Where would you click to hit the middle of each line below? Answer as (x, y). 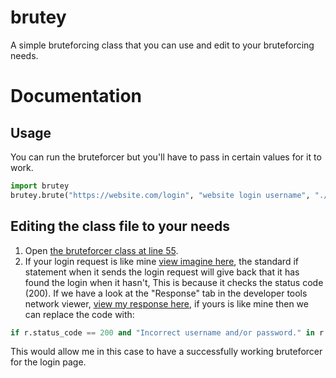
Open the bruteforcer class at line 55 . (101, 250)
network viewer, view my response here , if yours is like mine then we (166, 303)
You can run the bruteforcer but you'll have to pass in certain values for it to (166, 157)
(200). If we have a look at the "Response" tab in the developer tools (166, 293)
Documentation (76, 96)
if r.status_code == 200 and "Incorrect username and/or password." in (162, 332)
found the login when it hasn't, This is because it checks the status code (174, 282)
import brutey (40, 186)
